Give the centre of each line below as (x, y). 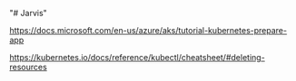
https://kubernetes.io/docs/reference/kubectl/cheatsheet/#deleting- (137, 57)
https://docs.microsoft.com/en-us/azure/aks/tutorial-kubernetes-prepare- (148, 30)
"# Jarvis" (28, 13)
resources (28, 67)
